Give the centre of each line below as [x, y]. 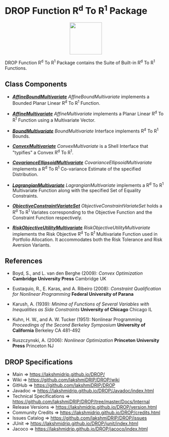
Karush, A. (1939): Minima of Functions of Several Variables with [81, 304]
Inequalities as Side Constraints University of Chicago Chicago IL [82, 310]
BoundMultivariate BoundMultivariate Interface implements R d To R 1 [85, 130]
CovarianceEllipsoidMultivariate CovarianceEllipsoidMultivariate [82, 163]
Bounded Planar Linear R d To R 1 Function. [56, 102]
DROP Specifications [39, 362]
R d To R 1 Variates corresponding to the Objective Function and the [82, 212]
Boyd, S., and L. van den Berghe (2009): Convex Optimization [78, 273]
